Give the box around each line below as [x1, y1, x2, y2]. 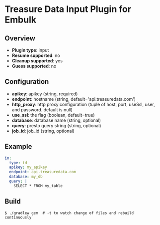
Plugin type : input [11, 47, 49, 53]
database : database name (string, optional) [11, 117, 101, 123]
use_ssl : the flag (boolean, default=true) [11, 112, 95, 118]
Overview [4, 34, 36, 42]
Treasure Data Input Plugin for [4, 3, 131, 15]
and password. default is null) [11, 106, 73, 113]
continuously [4, 215, 32, 220]
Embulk [4, 14, 37, 25]
